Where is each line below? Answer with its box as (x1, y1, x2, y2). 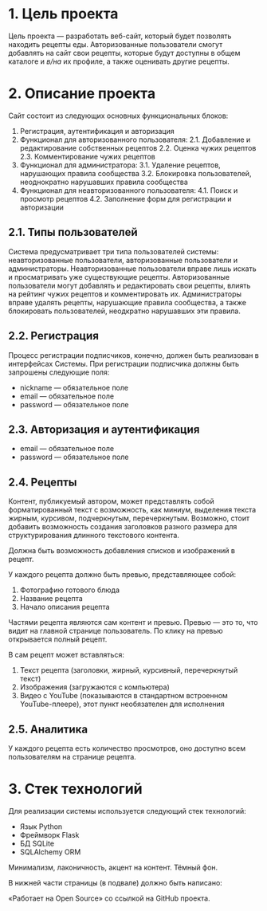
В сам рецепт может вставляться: (8, 650, 125, 660)
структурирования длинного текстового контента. (8, 531, 179, 540)
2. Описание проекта (8, 84, 156, 103)
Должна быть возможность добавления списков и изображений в (8, 546, 235, 556)
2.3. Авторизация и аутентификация (8, 422, 200, 436)
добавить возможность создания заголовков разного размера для (8, 522, 238, 532)
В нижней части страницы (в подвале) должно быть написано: (8, 878, 223, 887)
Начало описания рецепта (19, 603, 110, 612)
